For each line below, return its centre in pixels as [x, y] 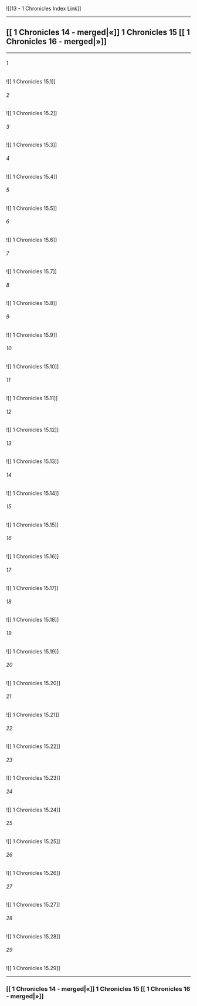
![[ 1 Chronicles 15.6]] [32, 240]
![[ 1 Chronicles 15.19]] [33, 651]
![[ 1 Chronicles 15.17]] [32, 588]
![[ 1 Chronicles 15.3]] [32, 145]
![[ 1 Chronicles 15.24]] [33, 810]
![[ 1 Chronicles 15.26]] [33, 873]
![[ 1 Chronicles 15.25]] [33, 841]
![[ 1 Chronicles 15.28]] [33, 936]
